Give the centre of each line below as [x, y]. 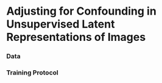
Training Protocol [33, 73]
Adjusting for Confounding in [81, 11]
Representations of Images [76, 37]
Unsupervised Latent [61, 24]
